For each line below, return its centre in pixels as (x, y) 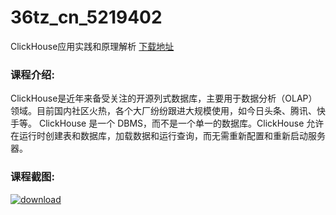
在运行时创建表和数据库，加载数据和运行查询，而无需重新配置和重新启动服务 (168, 136)
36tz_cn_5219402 (86, 17)
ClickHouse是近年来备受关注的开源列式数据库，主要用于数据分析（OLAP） (164, 98)
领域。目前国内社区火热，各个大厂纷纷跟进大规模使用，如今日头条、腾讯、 (163, 111)
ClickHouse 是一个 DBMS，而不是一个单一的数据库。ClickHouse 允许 (181, 123)
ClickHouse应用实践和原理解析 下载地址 (92, 46)
